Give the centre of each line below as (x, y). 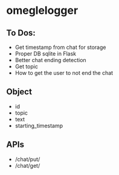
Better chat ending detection (50, 60)
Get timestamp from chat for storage (60, 47)
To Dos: (21, 33)
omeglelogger (42, 11)
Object (19, 92)
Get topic (26, 66)
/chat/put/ (27, 159)
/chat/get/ (27, 165)
